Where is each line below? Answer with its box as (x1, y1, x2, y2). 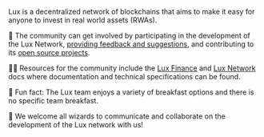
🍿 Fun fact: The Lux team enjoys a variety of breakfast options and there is (8, 87, 254, 97)
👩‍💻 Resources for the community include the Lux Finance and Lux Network (8, 63, 256, 73)
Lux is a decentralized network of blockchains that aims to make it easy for (8, 7, 255, 16)
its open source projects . (8, 48, 90, 57)
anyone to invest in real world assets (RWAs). (8, 15, 158, 25)
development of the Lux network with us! (8, 120, 144, 129)
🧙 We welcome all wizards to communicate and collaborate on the (8, 111, 226, 121)
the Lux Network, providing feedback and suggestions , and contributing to (8, 39, 254, 49)
